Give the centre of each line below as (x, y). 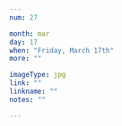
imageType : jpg (38, 75)
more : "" (26, 59)
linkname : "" (34, 91)
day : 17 (24, 42)
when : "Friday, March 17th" (62, 50)
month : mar (30, 34)
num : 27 (24, 17)
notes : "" (28, 99)
